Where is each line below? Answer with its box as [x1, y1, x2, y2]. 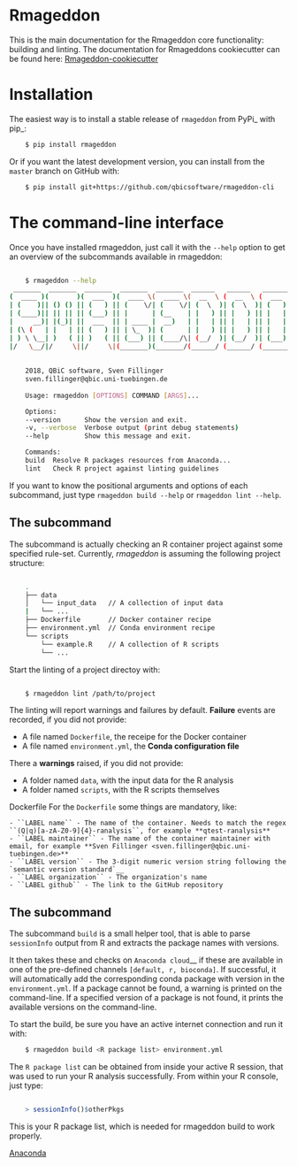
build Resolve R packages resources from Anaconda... [25, 456, 232, 465]
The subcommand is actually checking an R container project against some [9, 539, 283, 549]
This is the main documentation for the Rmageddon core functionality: [9, 35, 264, 45]
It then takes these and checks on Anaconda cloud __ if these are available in [9, 955, 283, 965]
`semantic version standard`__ [9, 865, 125, 874]
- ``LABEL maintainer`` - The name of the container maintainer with [9, 834, 271, 843]
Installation [9, 85, 94, 104]
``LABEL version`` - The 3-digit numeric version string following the [17, 857, 287, 867]
